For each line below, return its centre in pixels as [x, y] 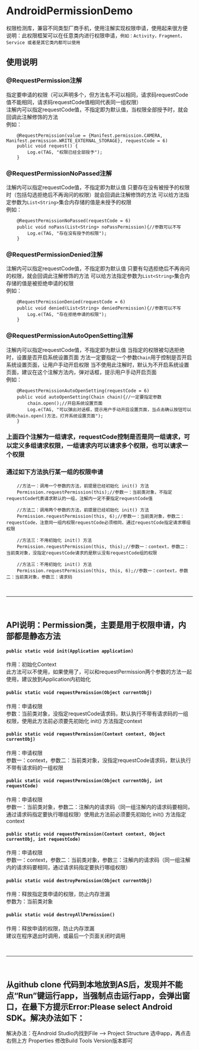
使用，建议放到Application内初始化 [49, 679]
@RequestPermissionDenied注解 [54, 254]
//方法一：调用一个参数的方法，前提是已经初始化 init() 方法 [83, 486]
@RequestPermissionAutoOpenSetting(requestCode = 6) [83, 390]
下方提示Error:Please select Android [105, 1006]
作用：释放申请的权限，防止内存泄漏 [50, 928]
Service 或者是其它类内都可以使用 [43, 43]
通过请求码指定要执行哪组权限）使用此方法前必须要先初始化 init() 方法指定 [96, 814]
